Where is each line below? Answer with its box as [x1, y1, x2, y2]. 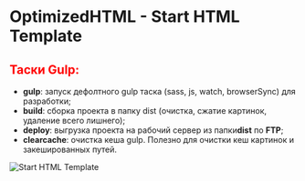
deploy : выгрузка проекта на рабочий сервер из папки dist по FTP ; [22, 125, 284, 136]
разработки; [22, 96, 71, 106]
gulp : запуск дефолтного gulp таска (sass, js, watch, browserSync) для [22, 86, 297, 96]
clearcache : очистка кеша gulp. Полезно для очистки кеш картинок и [22, 135, 295, 145]
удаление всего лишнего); [22, 116, 126, 126]
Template [9, 25, 82, 46]
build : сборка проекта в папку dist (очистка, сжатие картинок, [22, 106, 268, 116]
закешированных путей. [22, 144, 117, 155]
